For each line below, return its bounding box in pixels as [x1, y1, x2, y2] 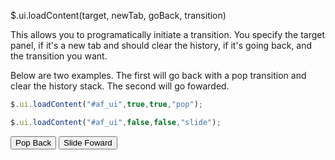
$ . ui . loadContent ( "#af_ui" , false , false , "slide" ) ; [10, 117, 222, 127]
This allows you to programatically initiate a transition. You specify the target [10, 29, 326, 40]
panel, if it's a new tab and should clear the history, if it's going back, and [10, 40, 313, 51]
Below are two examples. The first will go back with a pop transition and [10, 70, 307, 81]
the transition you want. [10, 50, 108, 62]
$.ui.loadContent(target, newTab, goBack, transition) [10, 10, 227, 21]
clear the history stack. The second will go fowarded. [10, 80, 230, 92]
